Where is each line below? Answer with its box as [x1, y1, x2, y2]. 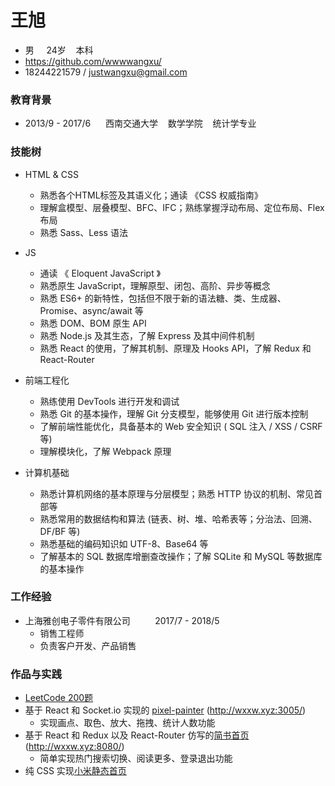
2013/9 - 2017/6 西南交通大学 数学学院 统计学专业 [24, 117, 257, 130]
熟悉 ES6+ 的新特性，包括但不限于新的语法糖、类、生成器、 [39, 292, 287, 304]
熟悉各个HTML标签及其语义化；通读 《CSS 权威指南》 [39, 189, 263, 201]
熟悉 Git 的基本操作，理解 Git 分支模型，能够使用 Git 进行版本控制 [39, 407, 309, 420]
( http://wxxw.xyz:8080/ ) [24, 741, 125, 753]
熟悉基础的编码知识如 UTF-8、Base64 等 [39, 537, 209, 550]
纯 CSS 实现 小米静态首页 [24, 765, 127, 777]
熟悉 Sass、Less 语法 [39, 226, 128, 238]
